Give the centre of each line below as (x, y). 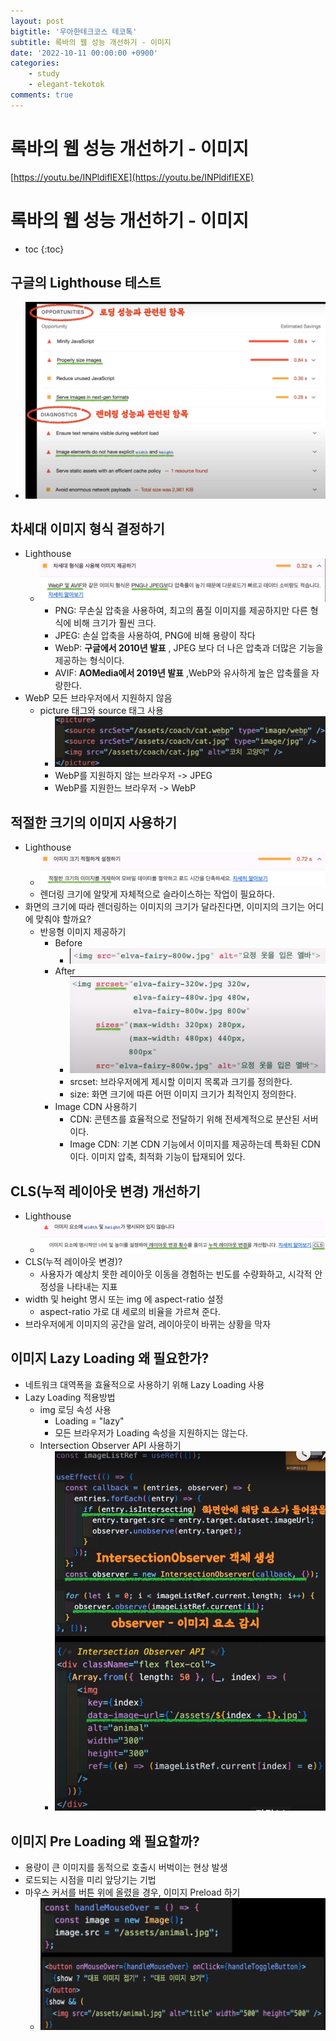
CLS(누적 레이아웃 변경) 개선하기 (105, 1191)
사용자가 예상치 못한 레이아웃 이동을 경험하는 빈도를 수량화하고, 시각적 (176, 1274)
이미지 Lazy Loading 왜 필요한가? (110, 1358)
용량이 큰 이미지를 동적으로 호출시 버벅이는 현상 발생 (126, 1867)
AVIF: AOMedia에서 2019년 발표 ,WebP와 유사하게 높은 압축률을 (182, 673)
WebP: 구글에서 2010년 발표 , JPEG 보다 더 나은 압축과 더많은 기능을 (189, 648)
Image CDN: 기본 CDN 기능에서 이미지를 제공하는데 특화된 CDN (195, 1144)
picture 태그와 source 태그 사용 (101, 711)
